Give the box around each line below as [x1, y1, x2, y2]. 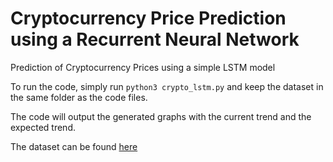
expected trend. [10, 121, 76, 133]
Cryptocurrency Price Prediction [10, 7, 287, 30]
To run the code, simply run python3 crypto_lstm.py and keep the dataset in [10, 80, 324, 92]
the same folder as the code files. [10, 91, 148, 103]
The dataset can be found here [10, 140, 138, 152]
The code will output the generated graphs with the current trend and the [10, 110, 312, 122]
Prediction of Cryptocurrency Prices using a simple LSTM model [10, 61, 276, 73]
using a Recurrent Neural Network [10, 28, 300, 51]
